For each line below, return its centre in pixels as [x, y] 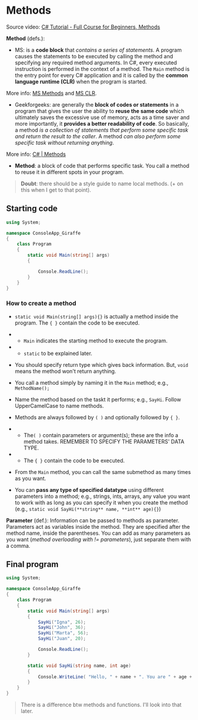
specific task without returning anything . [64, 142]
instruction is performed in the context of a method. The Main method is [102, 68]
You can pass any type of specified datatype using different [89, 490]
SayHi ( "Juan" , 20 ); [62, 639]
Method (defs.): [25, 38]
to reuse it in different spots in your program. [69, 172]
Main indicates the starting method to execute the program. [95, 341]
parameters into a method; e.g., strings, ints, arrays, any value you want [103, 496]
